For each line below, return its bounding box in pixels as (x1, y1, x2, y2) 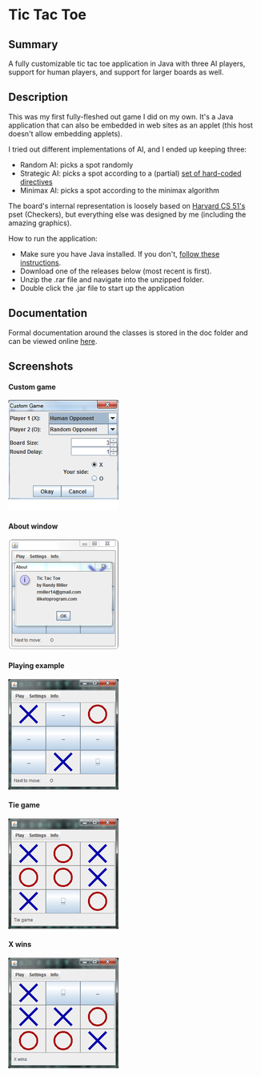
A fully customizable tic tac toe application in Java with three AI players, (8, 59, 246, 68)
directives (19, 176, 54, 186)
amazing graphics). (8, 218, 72, 228)
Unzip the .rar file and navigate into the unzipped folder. (19, 274, 204, 284)
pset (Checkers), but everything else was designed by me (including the (8, 209, 247, 219)
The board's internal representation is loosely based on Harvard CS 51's (8, 200, 246, 210)
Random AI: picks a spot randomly (19, 160, 134, 169)
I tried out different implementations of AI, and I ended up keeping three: (8, 144, 247, 154)
